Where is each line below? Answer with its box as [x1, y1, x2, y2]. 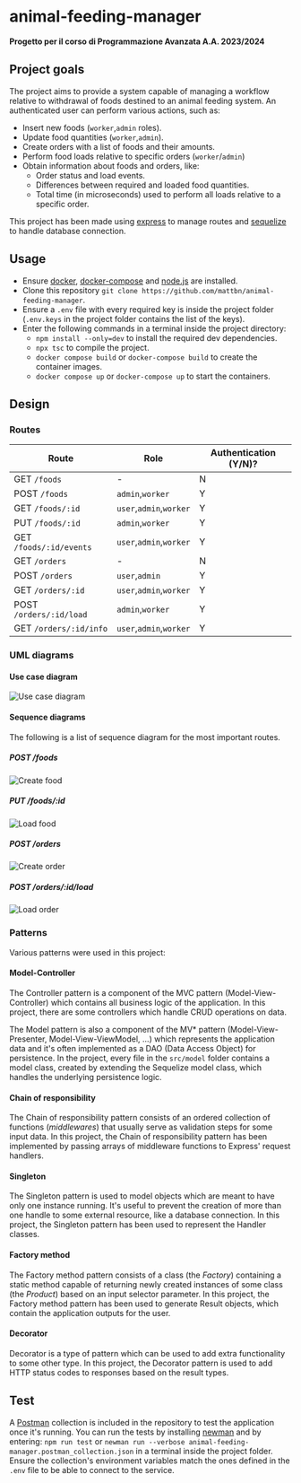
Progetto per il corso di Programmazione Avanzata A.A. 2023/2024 [9, 36, 265, 47]
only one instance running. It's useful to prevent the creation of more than [9, 1200, 282, 1211]
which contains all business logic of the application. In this [50, 997, 266, 1008]
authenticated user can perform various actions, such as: [9, 105, 221, 116]
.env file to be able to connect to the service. [9, 1464, 175, 1475]
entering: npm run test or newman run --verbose [9, 1435, 185, 1446]
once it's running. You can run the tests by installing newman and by [9, 1426, 262, 1437]
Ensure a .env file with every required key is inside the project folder [21, 303, 274, 315]
